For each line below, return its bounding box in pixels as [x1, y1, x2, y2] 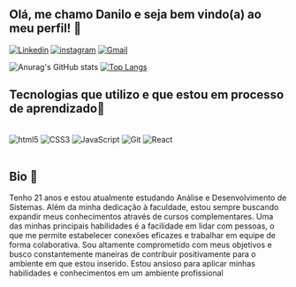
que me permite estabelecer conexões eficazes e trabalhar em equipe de [9, 230, 277, 241]
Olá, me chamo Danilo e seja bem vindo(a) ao [9, 7, 262, 22]
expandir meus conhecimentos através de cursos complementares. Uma [9, 212, 274, 222]
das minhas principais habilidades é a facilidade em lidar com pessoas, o [9, 221, 275, 231]
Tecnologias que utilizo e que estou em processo [9, 88, 285, 103]
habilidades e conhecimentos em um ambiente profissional [9, 268, 224, 278]
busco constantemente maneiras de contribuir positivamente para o [9, 249, 256, 260]
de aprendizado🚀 [9, 101, 105, 116]
